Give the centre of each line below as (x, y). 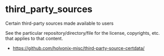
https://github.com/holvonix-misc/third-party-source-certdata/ (79, 48)
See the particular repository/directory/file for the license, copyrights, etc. (83, 33)
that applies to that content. (34, 38)
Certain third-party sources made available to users (59, 23)
